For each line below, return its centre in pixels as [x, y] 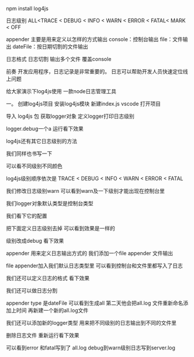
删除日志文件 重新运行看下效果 [43, 335]
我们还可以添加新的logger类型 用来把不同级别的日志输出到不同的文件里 [91, 323]
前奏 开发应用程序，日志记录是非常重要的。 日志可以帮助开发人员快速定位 [94, 72]
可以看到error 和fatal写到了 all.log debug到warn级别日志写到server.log [91, 348]
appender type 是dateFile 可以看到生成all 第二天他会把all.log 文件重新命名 [95, 303]
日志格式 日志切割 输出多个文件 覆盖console [59, 59]
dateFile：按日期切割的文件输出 [51, 47]
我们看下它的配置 [27, 216]
